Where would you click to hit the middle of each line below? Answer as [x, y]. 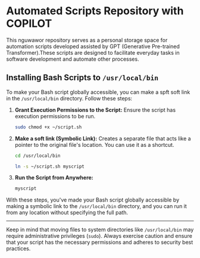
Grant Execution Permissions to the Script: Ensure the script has [95, 110]
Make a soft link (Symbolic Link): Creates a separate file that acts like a [103, 139]
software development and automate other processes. [73, 59]
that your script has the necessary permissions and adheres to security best [100, 243]
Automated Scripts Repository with [95, 11]
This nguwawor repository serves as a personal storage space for [87, 40]
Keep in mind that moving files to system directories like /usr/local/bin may [100, 229]
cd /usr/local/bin [37, 156]
